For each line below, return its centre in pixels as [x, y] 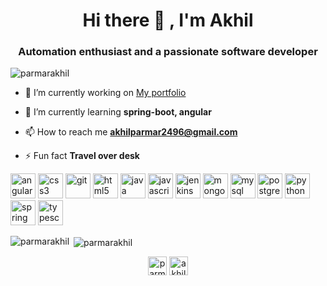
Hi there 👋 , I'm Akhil [168, 20]
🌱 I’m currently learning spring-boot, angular [118, 112]
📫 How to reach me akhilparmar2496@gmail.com [131, 132]
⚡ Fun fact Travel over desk [82, 156]
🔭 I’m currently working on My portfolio [105, 93]
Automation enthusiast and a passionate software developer [168, 52]
